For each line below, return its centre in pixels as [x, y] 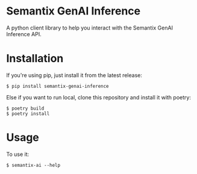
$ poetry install [28, 113]
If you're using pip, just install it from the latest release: [74, 75]
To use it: [18, 154]
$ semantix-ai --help [33, 165]
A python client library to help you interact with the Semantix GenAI [90, 28]
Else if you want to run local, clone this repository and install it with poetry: [99, 97]
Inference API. [24, 34]
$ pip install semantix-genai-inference [58, 86]
